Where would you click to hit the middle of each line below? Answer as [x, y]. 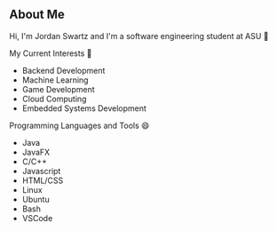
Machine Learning [55, 80]
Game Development [58, 89]
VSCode [37, 218]
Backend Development [63, 70]
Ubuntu [36, 199]
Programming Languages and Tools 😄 [79, 125]
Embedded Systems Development [84, 108]
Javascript [41, 171]
